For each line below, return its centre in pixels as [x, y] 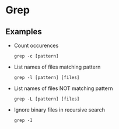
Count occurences [36, 45]
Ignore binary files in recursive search [60, 110]
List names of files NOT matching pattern [63, 88]
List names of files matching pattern [57, 67]
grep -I [23, 120]
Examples [24, 32]
